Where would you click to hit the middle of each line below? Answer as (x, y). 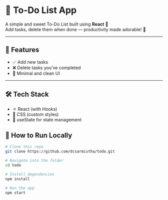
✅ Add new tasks (30, 62)
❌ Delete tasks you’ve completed (46, 68)
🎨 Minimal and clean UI (36, 73)
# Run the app (20, 188)
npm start (15, 192)
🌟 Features (22, 50)
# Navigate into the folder (34, 161)
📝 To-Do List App (41, 10)
